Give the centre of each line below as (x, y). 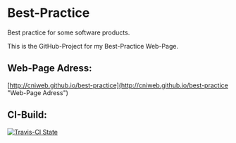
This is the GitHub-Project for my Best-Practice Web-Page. (93, 46)
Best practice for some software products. (69, 32)
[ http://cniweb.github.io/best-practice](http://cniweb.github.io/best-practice (118, 85)
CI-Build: (27, 115)
